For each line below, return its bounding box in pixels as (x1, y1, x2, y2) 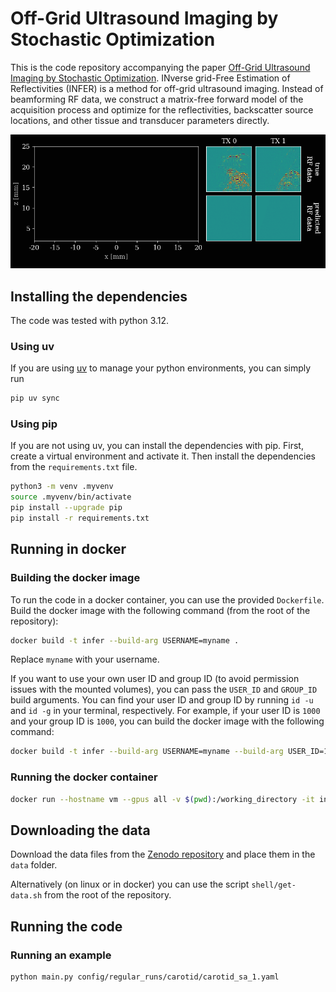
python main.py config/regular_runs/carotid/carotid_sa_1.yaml (10, 972, 280, 982)
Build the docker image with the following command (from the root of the (10, 604, 311, 616)
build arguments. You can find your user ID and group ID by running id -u (10, 694, 314, 706)
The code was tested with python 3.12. (10, 314, 170, 326)
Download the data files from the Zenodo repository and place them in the (10, 848, 316, 861)
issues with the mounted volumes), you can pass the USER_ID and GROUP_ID (10, 683, 318, 696)
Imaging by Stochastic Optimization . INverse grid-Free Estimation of (10, 72, 291, 84)
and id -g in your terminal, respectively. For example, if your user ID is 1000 (10, 705, 321, 717)
